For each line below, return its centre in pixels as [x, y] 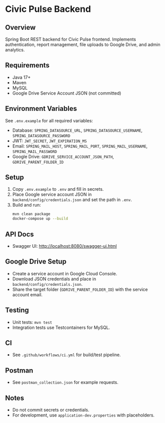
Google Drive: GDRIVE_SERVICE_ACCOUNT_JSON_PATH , [63, 157]
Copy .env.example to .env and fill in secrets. [58, 189]
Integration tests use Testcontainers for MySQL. [61, 327]
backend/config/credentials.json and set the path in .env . [72, 200]
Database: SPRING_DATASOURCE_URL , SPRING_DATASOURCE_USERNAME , [77, 130]
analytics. [15, 50]
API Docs [20, 234]
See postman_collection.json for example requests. [65, 382]
